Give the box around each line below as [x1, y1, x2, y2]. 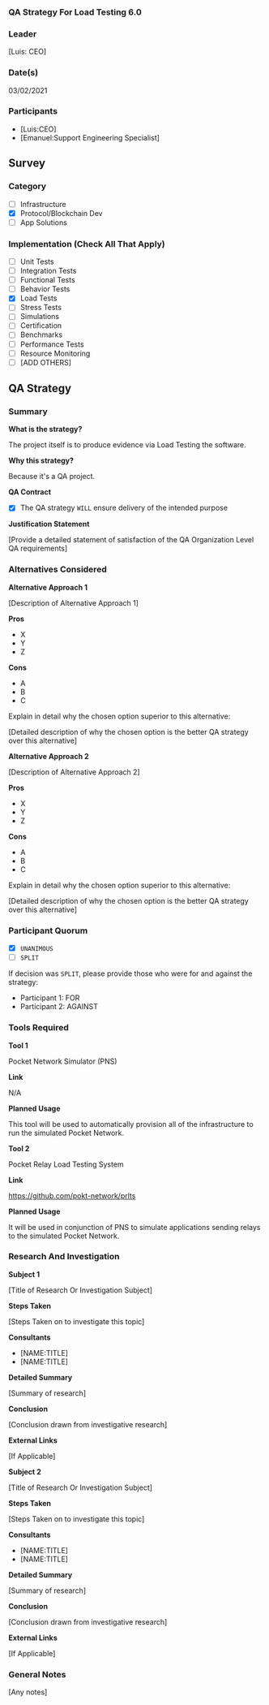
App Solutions [19, 218, 67, 227]
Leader [8, 28, 37, 39]
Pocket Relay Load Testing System [8, 1159, 124, 1169]
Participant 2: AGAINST [19, 1002, 99, 1012]
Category [8, 181, 47, 192]
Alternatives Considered [8, 563, 107, 575]
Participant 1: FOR [19, 993, 80, 1003]
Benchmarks [19, 330, 63, 339]
